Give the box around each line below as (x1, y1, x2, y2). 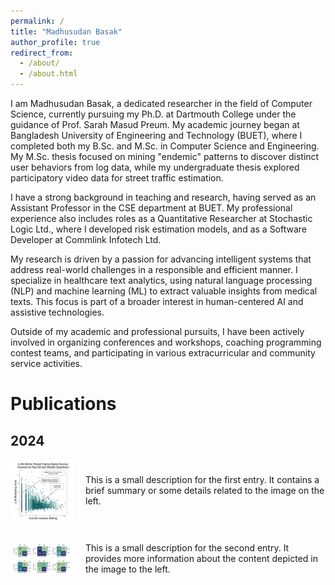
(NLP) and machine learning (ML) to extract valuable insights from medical (10, 285, 318, 297)
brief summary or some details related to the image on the (85, 485, 325, 497)
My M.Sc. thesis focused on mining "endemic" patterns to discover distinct (10, 151, 320, 162)
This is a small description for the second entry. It (85, 542, 290, 554)
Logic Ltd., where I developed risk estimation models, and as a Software (10, 223, 308, 235)
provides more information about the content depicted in (85, 553, 318, 565)
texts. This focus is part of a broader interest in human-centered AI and (10, 296, 304, 307)
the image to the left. (85, 563, 171, 575)
